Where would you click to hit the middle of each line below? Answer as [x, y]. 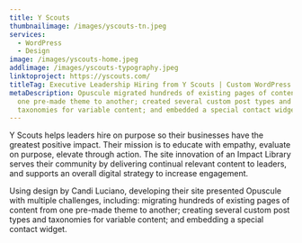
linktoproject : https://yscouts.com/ [80, 76]
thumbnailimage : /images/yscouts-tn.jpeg [88, 26]
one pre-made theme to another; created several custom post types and [155, 101]
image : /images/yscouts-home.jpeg [74, 59]
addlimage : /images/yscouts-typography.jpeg [94, 68]
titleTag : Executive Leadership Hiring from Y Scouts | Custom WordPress [151, 85]
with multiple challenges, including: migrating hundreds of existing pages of [150, 201]
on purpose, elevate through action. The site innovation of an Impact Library [151, 155]
